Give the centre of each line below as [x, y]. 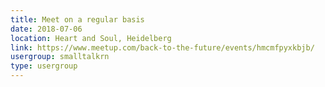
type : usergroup [44, 66]
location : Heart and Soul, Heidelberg [91, 38]
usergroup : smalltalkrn [60, 57]
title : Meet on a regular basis [77, 19]
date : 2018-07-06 [46, 29]
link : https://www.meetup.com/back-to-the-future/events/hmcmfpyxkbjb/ [162, 47]
